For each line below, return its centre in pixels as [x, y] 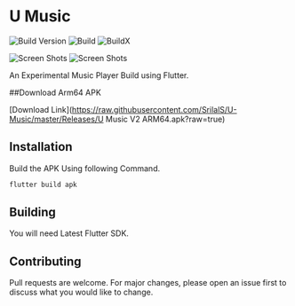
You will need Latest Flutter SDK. [69, 233]
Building [32, 212]
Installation [41, 147]
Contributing [45, 261]
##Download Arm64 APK [56, 92]
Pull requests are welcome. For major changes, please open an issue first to [148, 283]
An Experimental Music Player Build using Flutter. [99, 75]
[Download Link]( [41, 109]
